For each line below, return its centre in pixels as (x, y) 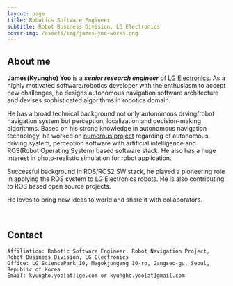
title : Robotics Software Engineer (59, 20)
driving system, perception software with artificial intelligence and (102, 143)
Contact (25, 235)
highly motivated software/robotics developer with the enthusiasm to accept (116, 86)
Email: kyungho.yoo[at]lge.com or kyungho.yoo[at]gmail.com (96, 276)
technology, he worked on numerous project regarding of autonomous (108, 136)
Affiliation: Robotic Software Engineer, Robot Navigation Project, (109, 251)
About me (29, 61)
